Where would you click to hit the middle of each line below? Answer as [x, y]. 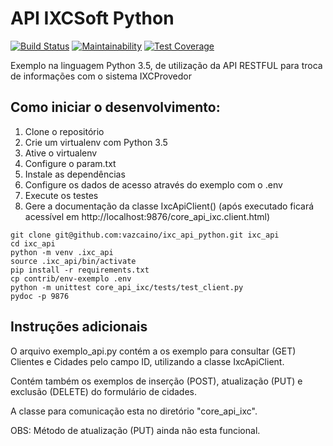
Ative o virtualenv [61, 153]
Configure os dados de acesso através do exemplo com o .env [153, 184]
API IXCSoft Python [92, 18]
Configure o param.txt [70, 163]
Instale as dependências [75, 174]
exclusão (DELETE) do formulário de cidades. [104, 391]
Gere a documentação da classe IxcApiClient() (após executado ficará [169, 206]
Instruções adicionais [79, 327]
